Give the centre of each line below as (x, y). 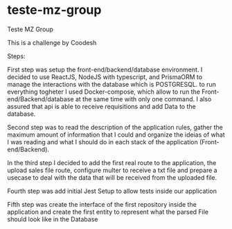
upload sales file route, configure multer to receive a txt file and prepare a (112, 170)
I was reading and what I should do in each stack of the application (103, 142)
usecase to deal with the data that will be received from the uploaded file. (112, 177)
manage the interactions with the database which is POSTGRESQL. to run (112, 84)
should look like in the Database (53, 219)
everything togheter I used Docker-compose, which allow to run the (104, 92)
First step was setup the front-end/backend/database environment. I (105, 69)
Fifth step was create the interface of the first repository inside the (102, 204)
